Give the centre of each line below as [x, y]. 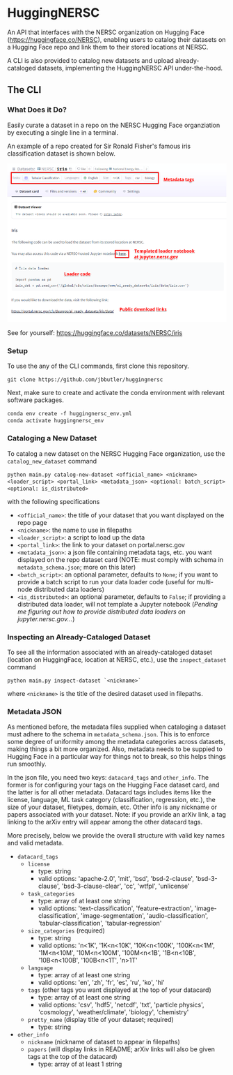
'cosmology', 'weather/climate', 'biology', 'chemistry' [113, 1012]
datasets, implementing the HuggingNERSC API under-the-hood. [130, 68]
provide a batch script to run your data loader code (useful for [106, 581]
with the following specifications [54, 501]
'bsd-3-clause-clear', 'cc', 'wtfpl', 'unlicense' [126, 886]
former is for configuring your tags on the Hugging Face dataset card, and [113, 785]
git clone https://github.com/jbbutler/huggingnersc [85, 380]
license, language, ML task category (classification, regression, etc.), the [111, 800]
